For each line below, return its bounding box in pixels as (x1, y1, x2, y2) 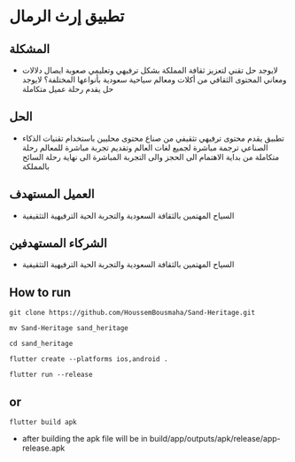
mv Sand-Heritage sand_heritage (9, 324, 128, 333)
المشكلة (9, 42, 50, 57)
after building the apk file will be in (21, 434, 148, 444)
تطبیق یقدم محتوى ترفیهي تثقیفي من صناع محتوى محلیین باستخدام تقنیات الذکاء (21, 133, 285, 143)
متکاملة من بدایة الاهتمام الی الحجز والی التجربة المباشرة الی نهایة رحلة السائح (21, 151, 280, 162)
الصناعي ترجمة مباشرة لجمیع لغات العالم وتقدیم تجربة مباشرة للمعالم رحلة (21, 142, 268, 152)
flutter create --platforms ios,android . (9, 355, 168, 364)
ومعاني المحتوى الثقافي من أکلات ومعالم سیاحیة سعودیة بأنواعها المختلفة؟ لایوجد (21, 74, 287, 85)
